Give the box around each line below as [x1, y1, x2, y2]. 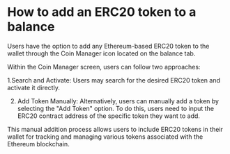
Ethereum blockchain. [7, 139, 70, 148]
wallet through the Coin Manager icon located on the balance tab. [7, 49, 196, 58]
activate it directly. [7, 83, 61, 92]
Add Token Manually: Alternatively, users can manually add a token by [17, 96, 220, 105]
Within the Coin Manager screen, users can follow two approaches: [7, 62, 201, 71]
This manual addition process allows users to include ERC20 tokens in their [7, 125, 223, 133]
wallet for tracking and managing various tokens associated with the [7, 132, 204, 141]
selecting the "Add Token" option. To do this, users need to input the [17, 104, 215, 112]
